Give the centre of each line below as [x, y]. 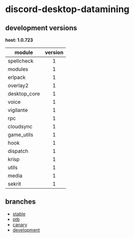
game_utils [21, 135]
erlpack [17, 77]
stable [19, 214]
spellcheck [21, 61]
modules [18, 69]
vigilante [18, 110]
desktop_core [24, 94]
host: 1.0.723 [19, 40]
